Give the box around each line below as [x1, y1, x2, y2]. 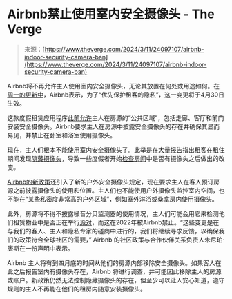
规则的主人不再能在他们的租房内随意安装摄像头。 [7, 284, 146, 293]
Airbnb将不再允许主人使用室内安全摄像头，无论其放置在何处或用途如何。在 [7, 81, 220, 90]
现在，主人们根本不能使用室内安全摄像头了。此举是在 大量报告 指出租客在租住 [7, 146, 225, 154]
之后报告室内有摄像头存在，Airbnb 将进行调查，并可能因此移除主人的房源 [12, 267, 222, 276]
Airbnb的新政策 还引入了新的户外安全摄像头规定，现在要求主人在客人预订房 [7, 177, 220, 186]
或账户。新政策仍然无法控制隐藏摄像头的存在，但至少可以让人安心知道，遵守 [7, 276, 225, 284]
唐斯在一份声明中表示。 [7, 244, 74, 252]
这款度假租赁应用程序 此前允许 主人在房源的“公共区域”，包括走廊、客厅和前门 [7, 113, 224, 122]
